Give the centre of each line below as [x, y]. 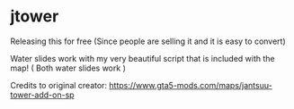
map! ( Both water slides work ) [68, 68]
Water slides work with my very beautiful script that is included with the [143, 58]
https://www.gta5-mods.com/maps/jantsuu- [190, 85]
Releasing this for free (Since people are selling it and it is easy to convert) [148, 41]
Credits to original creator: [58, 85]
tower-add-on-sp [42, 95]
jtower [35, 17]
